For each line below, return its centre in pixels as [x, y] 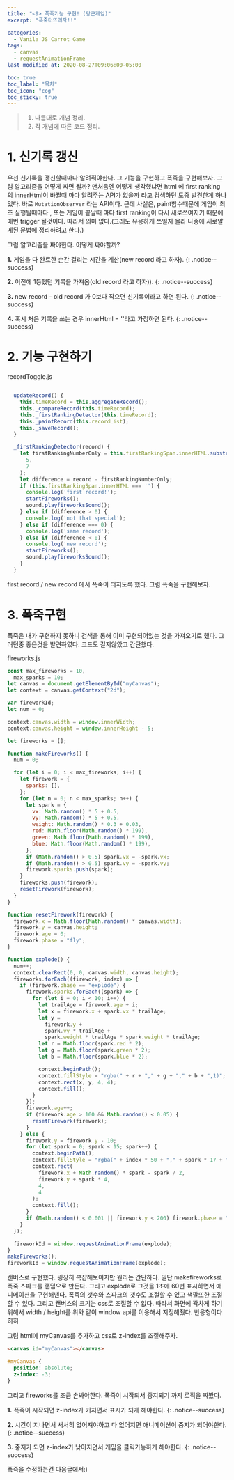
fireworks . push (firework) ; [59, 883]
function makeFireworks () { [48, 754]
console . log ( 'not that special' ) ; [76, 518]
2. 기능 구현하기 [49, 357]
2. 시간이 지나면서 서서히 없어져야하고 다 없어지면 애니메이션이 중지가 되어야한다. [117, 1424]
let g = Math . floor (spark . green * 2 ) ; [94, 1050]
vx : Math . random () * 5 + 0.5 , [76, 811]
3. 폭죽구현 [37, 615]
